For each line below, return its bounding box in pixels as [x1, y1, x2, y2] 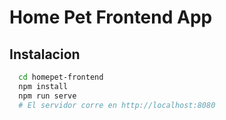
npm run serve [18, 91, 77, 101]
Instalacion [9, 46, 81, 63]
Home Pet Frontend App [9, 6, 213, 29]
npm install [18, 81, 69, 91]
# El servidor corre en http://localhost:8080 [18, 100, 216, 110]
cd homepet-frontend [18, 72, 104, 82]
